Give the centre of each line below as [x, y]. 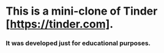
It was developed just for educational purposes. [78, 43]
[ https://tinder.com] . [60, 24]
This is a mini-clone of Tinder [82, 11]
